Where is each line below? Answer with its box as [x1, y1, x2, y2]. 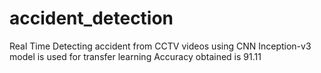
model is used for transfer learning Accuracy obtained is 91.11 [9, 50, 262, 62]
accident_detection [9, 7, 174, 30]
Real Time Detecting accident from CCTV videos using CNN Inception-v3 [9, 40, 312, 52]
